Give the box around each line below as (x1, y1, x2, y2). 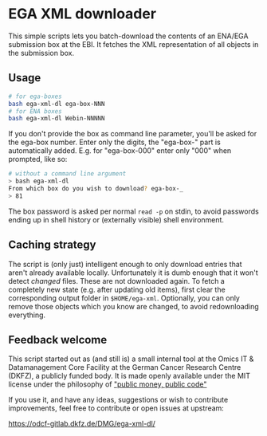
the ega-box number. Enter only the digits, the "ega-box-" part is (8, 137, 221, 147)
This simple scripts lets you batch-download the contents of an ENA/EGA (8, 31, 249, 41)
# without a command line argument (8, 170, 127, 178)
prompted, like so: (8, 155, 68, 164)
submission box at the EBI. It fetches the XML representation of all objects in (8, 39, 259, 49)
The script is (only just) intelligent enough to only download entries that (8, 259, 242, 269)
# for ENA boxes (8, 107, 62, 116)
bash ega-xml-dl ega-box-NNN (8, 100, 105, 108)
